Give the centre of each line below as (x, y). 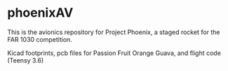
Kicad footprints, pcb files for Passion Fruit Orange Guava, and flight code (114, 53)
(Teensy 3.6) (26, 60)
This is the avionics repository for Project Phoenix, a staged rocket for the (114, 32)
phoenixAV (40, 13)
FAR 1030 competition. (40, 39)
